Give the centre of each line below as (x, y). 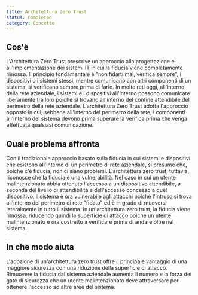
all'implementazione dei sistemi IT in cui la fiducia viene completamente (95, 68)
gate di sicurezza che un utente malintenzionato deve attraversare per (92, 280)
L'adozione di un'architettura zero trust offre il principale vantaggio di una (97, 261)
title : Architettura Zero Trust (46, 12)
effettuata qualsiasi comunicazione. (50, 125)
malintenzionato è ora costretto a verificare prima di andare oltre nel (90, 222)
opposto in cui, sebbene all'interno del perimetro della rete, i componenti (96, 112)
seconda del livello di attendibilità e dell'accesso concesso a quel (87, 190)
